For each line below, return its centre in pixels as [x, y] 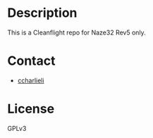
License [31, 109]
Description [42, 13]
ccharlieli [31, 80]
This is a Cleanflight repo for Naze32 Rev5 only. [76, 32]
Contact [31, 61]
